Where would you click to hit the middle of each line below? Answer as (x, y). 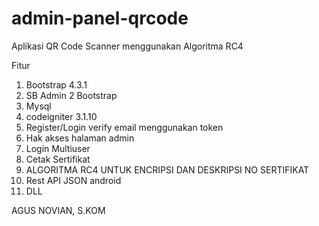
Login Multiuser (58, 148)
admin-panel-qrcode (100, 18)
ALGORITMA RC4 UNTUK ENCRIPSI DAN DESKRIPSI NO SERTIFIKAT (167, 169)
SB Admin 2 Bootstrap (71, 95)
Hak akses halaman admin (80, 138)
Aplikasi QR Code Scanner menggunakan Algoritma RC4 (127, 46)
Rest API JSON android (73, 180)
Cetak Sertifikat (58, 159)
